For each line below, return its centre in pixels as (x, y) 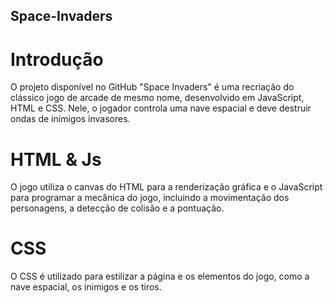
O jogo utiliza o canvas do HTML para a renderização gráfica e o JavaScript (166, 187)
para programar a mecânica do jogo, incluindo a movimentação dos (150, 198)
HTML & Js (56, 159)
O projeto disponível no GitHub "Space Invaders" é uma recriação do (152, 87)
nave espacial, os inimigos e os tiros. (86, 287)
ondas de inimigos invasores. (70, 119)
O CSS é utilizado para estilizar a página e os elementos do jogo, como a (160, 276)
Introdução (57, 59)
